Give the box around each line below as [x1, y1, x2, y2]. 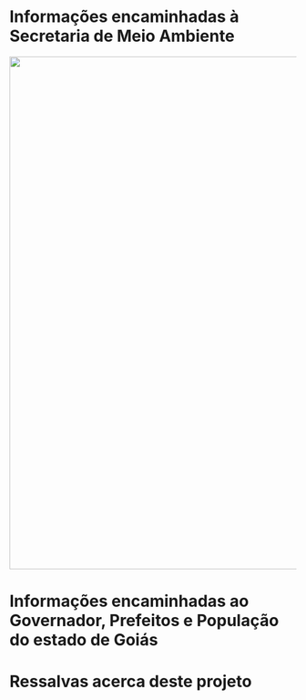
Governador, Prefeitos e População [9, 611, 280, 631]
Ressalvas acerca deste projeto [9, 672, 252, 692]
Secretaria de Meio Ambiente [9, 26, 235, 46]
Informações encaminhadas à [9, 6, 240, 27]
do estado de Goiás [9, 630, 158, 651]
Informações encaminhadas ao [9, 591, 250, 612]
